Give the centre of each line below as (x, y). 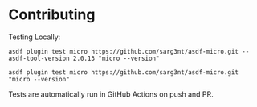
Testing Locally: (35, 37)
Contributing (52, 15)
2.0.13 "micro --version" (116, 58)
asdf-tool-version (39, 58)
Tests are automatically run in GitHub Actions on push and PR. (111, 94)
